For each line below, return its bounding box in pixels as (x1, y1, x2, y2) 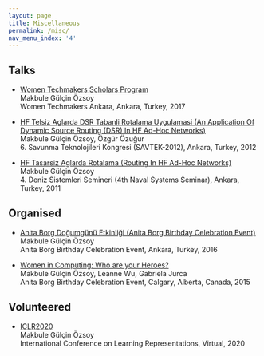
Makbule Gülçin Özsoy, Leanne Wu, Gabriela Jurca (19, 268, 187, 278)
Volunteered (8, 300, 72, 314)
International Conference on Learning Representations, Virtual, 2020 (19, 338, 246, 348)
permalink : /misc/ (8, 26, 69, 34)
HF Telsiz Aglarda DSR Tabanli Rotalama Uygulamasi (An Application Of (19, 117, 255, 127)
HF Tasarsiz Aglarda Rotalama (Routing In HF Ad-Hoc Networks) (19, 158, 232, 168)
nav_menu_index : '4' (8, 34, 77, 42)
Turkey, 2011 (19, 184, 61, 193)
